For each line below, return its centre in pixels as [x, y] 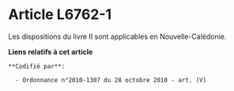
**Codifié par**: [37, 66]
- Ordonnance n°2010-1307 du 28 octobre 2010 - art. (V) [111, 80]
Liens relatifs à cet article [51, 51]
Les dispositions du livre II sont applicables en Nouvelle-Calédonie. [117, 36]
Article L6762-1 [60, 15]
